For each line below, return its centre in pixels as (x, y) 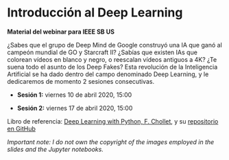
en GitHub (22, 128)
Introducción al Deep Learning (95, 13)
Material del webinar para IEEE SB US (61, 32)
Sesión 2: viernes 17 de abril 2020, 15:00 (75, 108)
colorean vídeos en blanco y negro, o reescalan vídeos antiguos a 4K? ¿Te (112, 59)
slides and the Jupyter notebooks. (56, 149)
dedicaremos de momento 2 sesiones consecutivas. (81, 81)
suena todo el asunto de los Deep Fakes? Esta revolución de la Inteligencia (112, 67)
